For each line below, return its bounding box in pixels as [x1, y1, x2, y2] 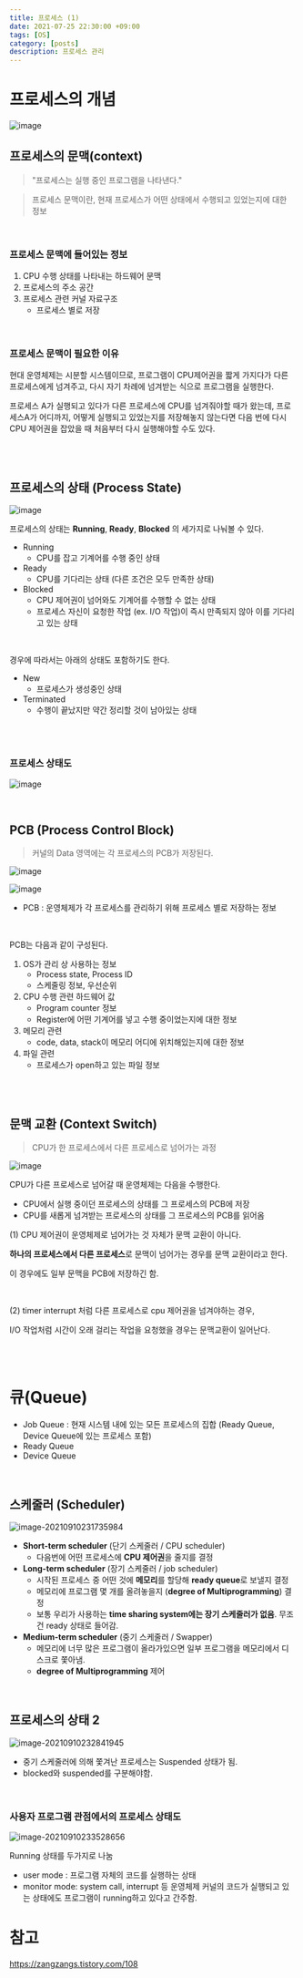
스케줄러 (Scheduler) [9, 1497, 126, 1512]
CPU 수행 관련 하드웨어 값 [22, 991, 116, 1003]
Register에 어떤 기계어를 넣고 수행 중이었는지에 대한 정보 [35, 1014, 237, 1025]
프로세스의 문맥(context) [9, 149, 144, 164]
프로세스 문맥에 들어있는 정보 [9, 248, 128, 261]
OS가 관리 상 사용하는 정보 [22, 959, 117, 970]
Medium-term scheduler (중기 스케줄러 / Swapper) [22, 1631, 213, 1642]
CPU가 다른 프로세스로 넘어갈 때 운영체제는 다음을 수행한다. [9, 1180, 221, 1190]
